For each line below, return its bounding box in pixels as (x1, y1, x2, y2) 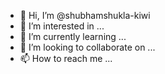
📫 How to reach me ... (19, 53, 113, 64)
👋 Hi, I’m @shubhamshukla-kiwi (19, 10, 151, 21)
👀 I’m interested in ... (19, 20, 105, 32)
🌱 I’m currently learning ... (19, 31, 127, 42)
